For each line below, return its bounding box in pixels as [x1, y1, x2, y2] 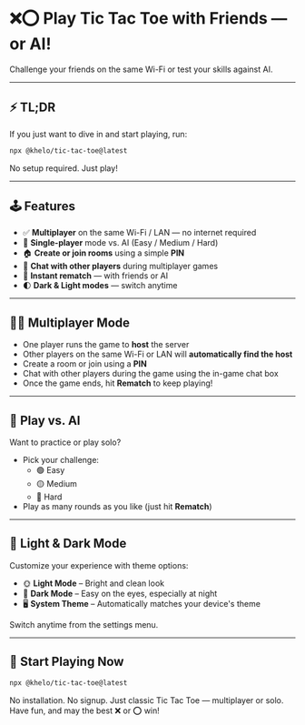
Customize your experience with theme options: [9, 559, 189, 570]
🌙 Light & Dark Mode [9, 536, 127, 551]
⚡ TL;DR [9, 100, 56, 116]
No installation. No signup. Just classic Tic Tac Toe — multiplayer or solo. [9, 694, 284, 706]
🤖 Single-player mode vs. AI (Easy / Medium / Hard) [22, 237, 219, 248]
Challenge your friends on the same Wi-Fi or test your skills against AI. [9, 64, 273, 75]
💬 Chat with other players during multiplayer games [22, 261, 219, 272]
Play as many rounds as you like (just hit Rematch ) [22, 501, 212, 512]
